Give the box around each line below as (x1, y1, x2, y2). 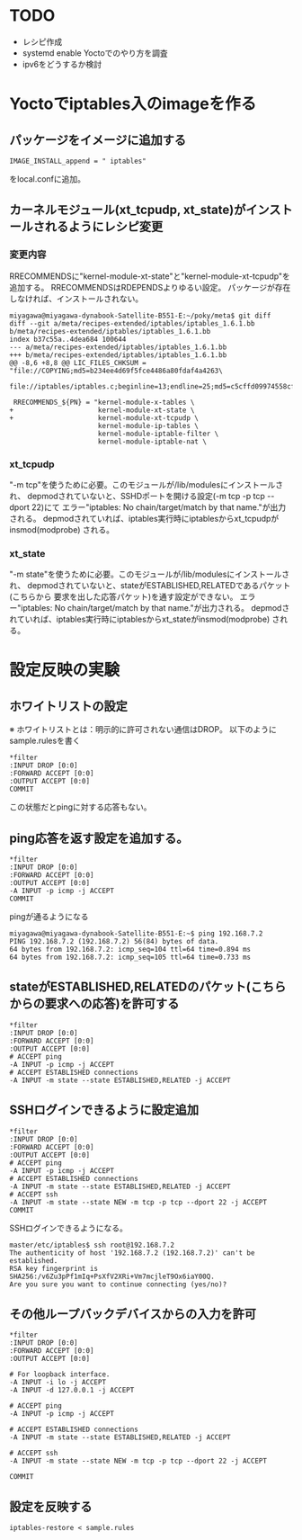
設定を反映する (9, 1499, 93, 1514)
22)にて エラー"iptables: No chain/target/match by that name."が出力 (31, 501, 286, 513)
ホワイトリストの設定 (9, 698, 128, 713)
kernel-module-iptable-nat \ (97, 437, 207, 446)
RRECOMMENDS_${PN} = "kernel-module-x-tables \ (13, 398, 195, 407)
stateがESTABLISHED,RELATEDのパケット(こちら (9, 980, 287, 995)
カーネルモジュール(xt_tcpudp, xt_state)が (9, 202, 246, 218)
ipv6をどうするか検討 (22, 58, 102, 69)
